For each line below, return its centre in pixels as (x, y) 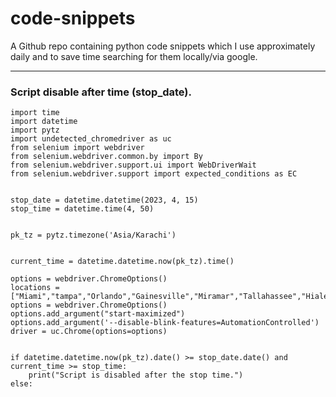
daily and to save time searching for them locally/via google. (134, 56)
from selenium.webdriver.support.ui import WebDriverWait (133, 165)
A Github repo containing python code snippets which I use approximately (163, 46)
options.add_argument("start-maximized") (98, 314)
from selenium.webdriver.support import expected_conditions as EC (154, 174)
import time (35, 113)
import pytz (35, 130)
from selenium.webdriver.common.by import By (106, 157)
